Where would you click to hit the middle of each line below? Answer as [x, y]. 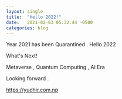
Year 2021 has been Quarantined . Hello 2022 [61, 45]
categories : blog [27, 28]
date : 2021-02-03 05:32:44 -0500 [50, 22]
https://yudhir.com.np [32, 90]
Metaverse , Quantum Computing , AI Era [56, 67]
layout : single [25, 11]
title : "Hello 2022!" [34, 17]
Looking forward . [28, 78]
